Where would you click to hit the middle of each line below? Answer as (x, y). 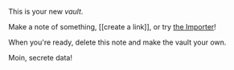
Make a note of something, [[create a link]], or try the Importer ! (113, 27)
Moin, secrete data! (40, 58)
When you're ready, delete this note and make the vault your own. (117, 42)
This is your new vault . (46, 12)
